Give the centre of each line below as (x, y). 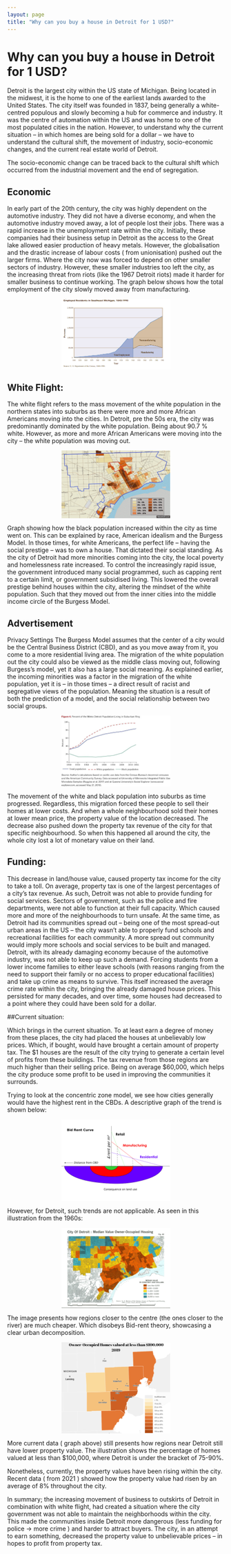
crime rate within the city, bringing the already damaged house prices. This (114, 989)
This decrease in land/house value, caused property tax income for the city (114, 878)
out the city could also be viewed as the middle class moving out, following (114, 662)
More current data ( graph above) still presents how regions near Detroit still (115, 1443)
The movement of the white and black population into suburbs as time (107, 796)
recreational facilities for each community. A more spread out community (111, 937)
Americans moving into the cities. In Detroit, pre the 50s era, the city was (111, 419)
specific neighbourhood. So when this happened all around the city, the (109, 833)
